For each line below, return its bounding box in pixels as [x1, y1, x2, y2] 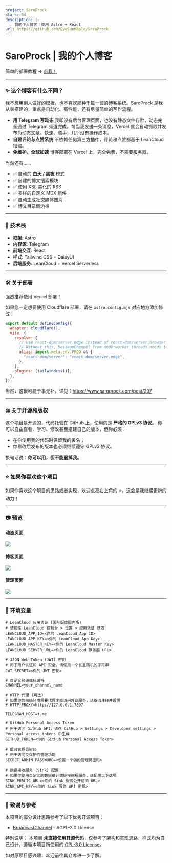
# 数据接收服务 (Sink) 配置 [5, 768, 59, 773]
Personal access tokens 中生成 [5, 731, 70, 736]
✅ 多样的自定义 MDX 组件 [12, 190, 67, 197]
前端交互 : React [12, 247, 46, 253]
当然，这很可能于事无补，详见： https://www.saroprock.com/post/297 [5, 388, 152, 394]
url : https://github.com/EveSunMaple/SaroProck [5, 27, 109, 32]
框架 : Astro [12, 234, 36, 241]
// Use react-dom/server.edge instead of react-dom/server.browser [18, 340, 166, 345]
